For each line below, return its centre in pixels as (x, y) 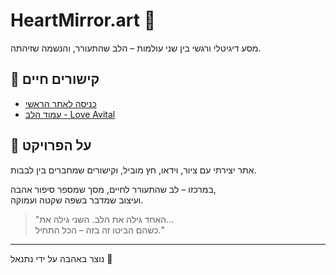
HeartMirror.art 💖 (83, 20)
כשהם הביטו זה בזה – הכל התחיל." (100, 230)
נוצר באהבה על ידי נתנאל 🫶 (61, 258)
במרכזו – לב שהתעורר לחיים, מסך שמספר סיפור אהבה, (113, 189)
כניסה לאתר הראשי (60, 103)
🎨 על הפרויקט (51, 145)
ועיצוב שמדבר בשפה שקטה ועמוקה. (77, 200)
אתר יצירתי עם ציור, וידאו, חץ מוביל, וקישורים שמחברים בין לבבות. (133, 170)
